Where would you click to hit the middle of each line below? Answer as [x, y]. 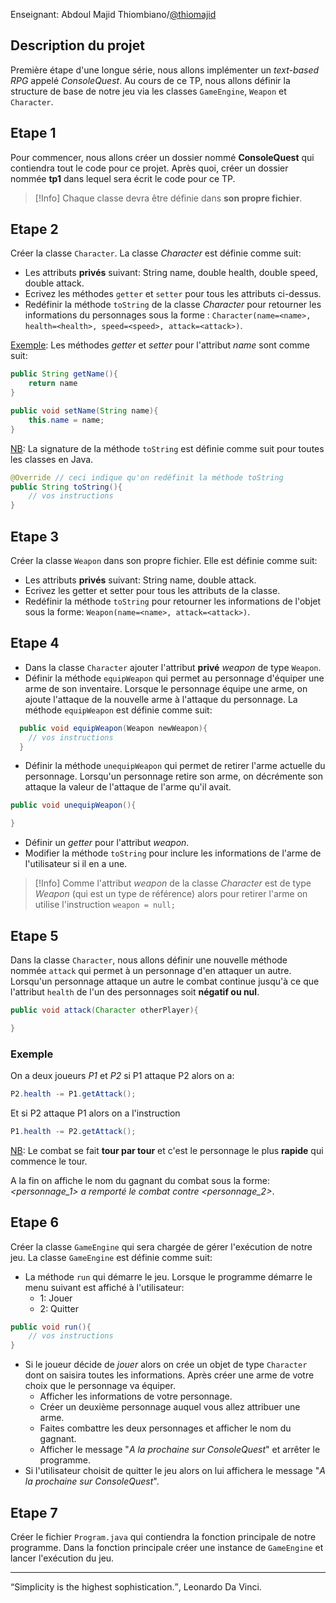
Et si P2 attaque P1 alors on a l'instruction [95, 1113]
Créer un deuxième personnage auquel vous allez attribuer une [170, 1407]
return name [53, 384]
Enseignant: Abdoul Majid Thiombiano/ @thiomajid [113, 14]
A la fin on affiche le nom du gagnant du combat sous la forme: [140, 1180]
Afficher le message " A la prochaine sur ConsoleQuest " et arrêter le [180, 1450]
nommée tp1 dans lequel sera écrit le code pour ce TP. [123, 178]
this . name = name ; [66, 420]
